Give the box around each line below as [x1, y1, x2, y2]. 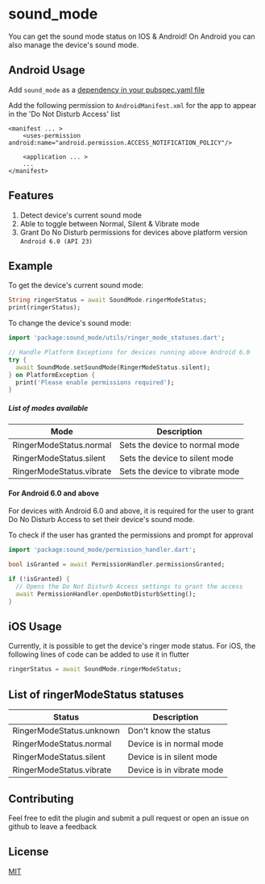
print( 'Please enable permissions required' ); [15, 378, 175, 387]
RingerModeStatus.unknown [12, 725, 121, 737]
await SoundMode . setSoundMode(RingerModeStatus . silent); [15, 363, 211, 371]
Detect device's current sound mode [19, 210, 143, 220]
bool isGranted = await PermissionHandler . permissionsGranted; [8, 561, 226, 569]
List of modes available [8, 403, 89, 413]
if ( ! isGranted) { [8, 575, 70, 583]
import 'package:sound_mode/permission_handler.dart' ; [8, 546, 197, 554]
